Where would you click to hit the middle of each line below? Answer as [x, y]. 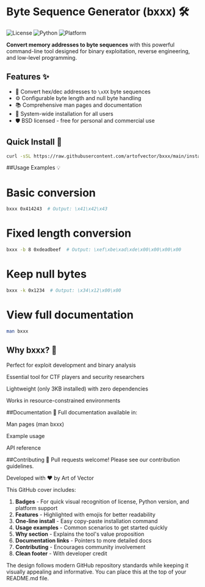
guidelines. [20, 466]
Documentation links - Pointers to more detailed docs [83, 540]
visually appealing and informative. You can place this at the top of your [96, 572]
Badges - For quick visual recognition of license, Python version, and [102, 502]
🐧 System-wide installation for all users [64, 113]
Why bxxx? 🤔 [31, 351]
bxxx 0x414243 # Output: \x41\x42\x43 [57, 209]
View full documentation [70, 315]
